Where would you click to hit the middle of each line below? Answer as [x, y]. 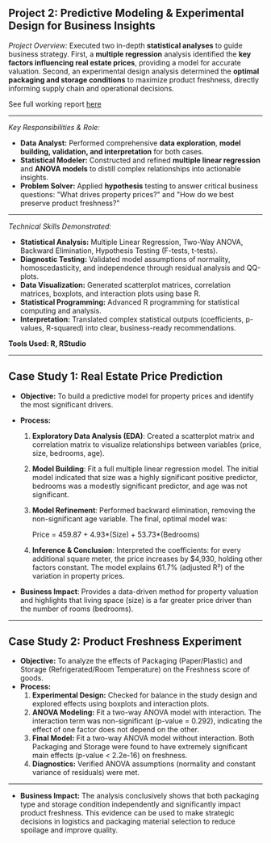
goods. [32, 678]
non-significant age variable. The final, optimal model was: [129, 518]
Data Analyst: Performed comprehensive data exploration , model [130, 143]
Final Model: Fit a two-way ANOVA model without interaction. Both [143, 738]
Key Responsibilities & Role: [54, 127]
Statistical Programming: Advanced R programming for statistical [129, 301]
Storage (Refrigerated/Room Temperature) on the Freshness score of [135, 669]
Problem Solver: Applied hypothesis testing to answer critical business [139, 186]
